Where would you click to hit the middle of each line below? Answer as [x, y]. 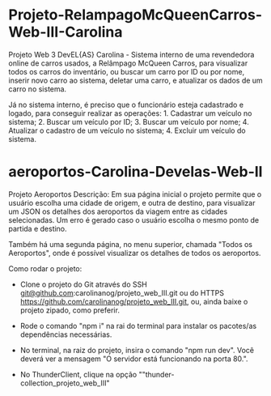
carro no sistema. [38, 89]
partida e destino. [38, 228]
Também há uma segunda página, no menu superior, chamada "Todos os [131, 244]
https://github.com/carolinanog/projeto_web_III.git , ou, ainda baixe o [134, 301]
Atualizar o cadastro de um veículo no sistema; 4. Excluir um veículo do [127, 130]
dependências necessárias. [66, 334]
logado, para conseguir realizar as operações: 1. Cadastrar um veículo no [130, 113]
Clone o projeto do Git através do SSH [83, 284]
